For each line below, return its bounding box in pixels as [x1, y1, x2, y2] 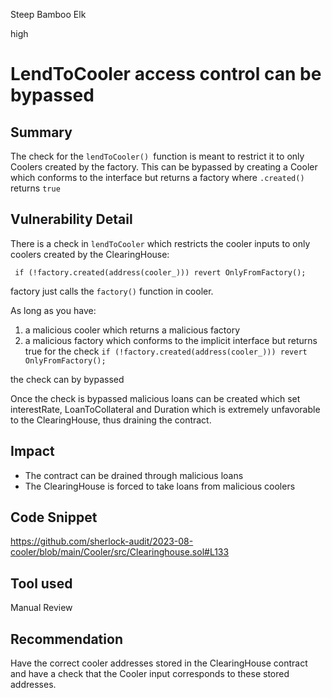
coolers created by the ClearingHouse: [10, 248, 170, 260]
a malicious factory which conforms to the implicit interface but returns [24, 334, 318, 346]
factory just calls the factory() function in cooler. [10, 285, 214, 297]
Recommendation [10, 630, 123, 648]
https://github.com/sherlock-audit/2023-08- [10, 535, 194, 548]
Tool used [10, 575, 73, 592]
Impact [10, 443, 55, 460]
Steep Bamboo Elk [10, 9, 87, 20]
